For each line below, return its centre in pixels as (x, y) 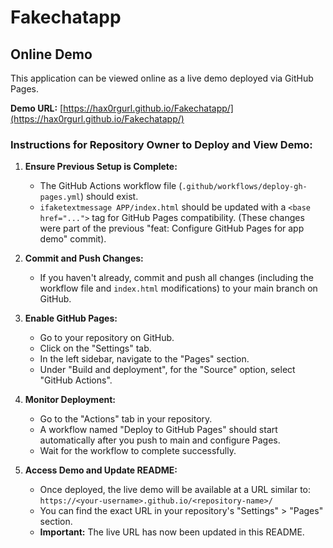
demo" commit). (73, 239)
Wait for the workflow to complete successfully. (138, 451)
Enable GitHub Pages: (71, 318)
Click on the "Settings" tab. (95, 348)
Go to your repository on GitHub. (107, 338)
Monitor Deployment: (70, 400)
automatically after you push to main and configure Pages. (160, 440)
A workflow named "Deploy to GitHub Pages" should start (158, 430)
